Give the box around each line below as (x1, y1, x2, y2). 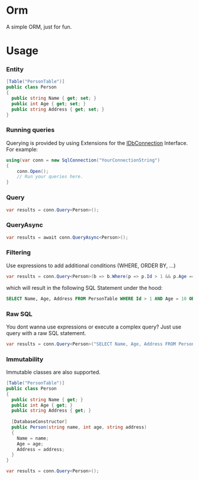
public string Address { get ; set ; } (11, 106, 105, 112)
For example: (6, 146, 38, 153)
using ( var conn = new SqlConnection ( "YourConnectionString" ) (6, 157, 161, 163)
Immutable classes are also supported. (6, 369, 101, 376)
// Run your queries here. (17, 173, 84, 180)
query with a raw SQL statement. (6, 329, 86, 336)
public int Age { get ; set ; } (11, 100, 86, 107)
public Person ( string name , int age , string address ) (11, 424, 147, 431)
